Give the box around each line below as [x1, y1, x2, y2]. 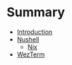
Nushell [16, 35, 40, 43]
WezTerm [16, 50, 45, 59]
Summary [6, 4, 65, 20]
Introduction [16, 28, 53, 36]
